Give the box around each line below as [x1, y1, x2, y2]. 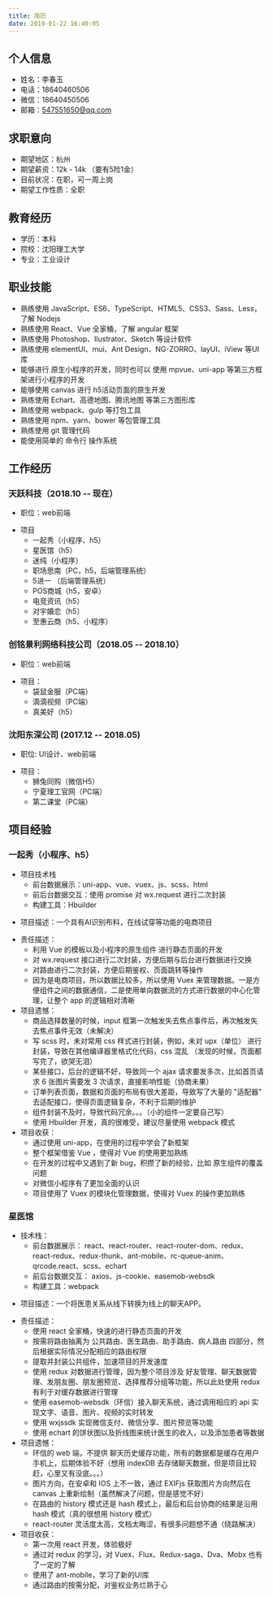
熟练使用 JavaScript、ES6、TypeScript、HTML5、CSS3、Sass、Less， [19, 303, 262, 313]
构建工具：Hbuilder [32, 900, 97, 909]
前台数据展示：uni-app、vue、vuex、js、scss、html [32, 879, 209, 889]
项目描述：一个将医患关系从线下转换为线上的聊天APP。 [19, 1299, 206, 1308]
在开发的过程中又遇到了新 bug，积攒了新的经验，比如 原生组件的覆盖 [32, 1157, 263, 1167]
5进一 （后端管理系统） [32, 576, 110, 586]
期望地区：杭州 [19, 154, 71, 164]
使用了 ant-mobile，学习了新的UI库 [32, 1570, 149, 1580]
